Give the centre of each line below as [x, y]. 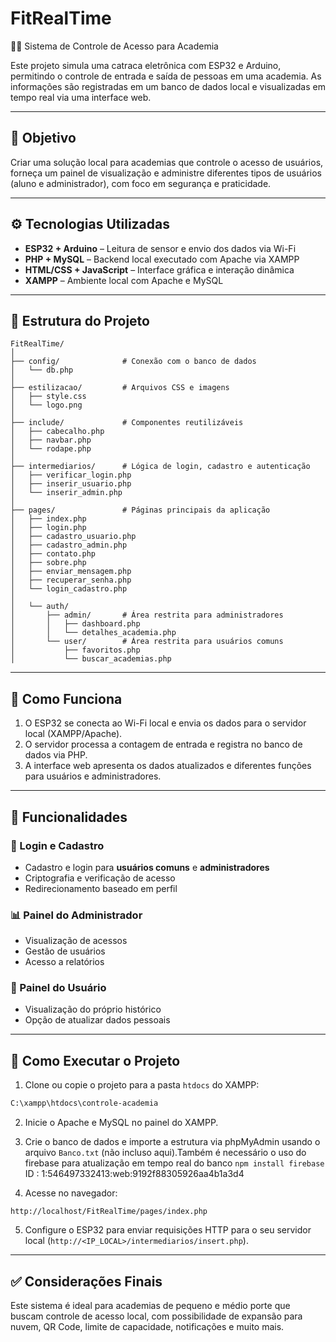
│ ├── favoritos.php [75, 650]
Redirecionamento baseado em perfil [101, 888]
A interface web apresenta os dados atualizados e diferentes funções [168, 766]
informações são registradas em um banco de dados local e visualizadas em [168, 86]
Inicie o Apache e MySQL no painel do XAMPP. [121, 1123]
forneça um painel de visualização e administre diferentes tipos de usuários [166, 173]
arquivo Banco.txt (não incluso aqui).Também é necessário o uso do [165, 1153]
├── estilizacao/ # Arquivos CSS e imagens [120, 388]
